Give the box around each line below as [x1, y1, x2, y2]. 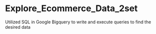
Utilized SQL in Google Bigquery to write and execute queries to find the [5, 19, 152, 25]
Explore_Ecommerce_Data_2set [5, 3, 138, 14]
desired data [5, 24, 31, 30]
